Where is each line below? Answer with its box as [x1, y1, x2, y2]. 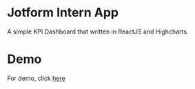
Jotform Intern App [7, 5, 119, 21]
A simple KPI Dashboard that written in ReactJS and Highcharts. [7, 27, 189, 36]
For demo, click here [7, 74, 65, 82]
